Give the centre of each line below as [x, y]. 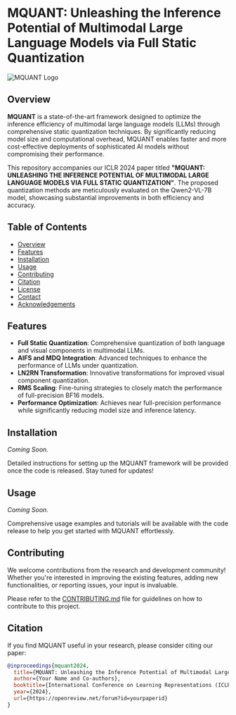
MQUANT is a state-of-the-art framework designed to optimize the [104, 116]
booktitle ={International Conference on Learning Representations [113, 685]
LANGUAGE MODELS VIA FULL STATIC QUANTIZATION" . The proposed [113, 182]
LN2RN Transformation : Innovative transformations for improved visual [121, 373]
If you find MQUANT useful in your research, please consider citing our [110, 645]
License [29, 289]
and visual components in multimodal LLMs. [81, 351]
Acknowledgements [46, 304]
